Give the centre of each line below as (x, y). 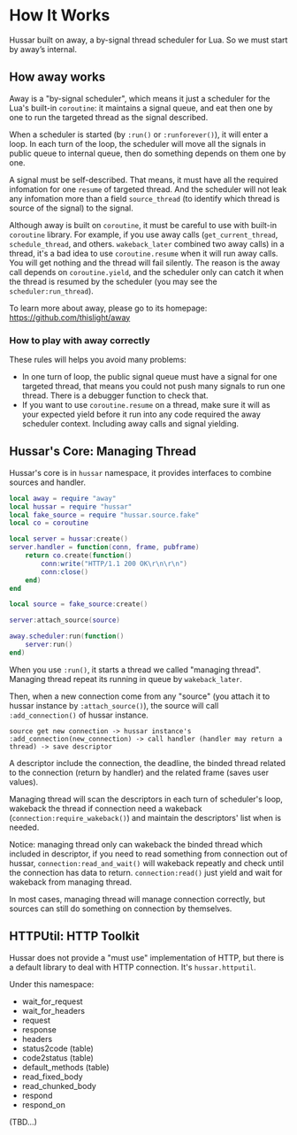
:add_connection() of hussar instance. (79, 715)
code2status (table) (58, 1057)
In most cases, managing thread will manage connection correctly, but (137, 899)
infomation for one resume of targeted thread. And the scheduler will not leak (148, 189)
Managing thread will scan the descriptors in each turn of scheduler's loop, (146, 799)
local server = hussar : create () (69, 539)
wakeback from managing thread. (71, 882)
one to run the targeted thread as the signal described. (109, 117)
